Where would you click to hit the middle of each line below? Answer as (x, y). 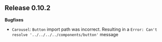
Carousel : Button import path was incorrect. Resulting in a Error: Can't (84, 29)
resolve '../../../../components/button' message (65, 34)
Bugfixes (14, 20)
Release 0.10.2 (27, 8)
